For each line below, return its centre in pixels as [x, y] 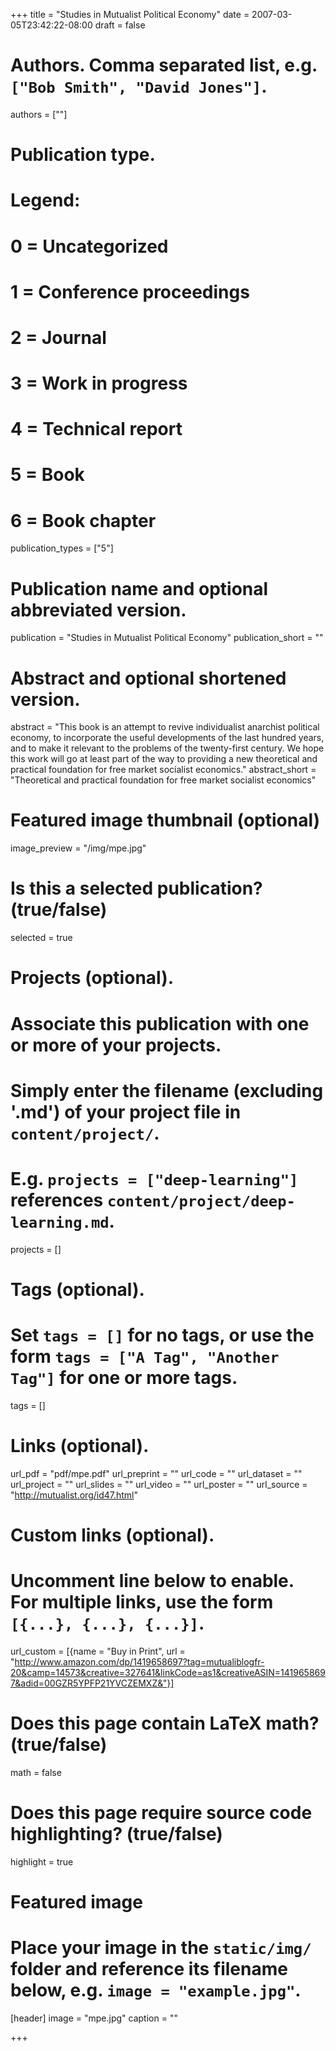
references [57, 1200]
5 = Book [47, 475]
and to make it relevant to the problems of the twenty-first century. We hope [167, 748]
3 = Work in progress [99, 383]
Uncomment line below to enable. [152, 1581]
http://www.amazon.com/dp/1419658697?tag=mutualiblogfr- [139, 1661]
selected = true [41, 938]
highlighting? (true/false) [116, 1833]
